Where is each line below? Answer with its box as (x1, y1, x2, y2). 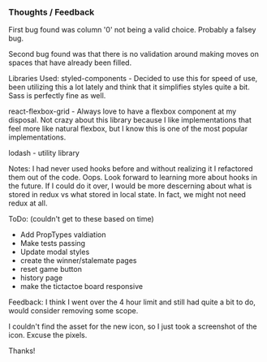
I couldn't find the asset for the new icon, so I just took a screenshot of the (8, 321, 257, 331)
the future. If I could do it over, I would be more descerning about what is (8, 181, 252, 191)
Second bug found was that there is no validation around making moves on (8, 50, 260, 59)
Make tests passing (19, 239, 86, 248)
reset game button (19, 265, 83, 274)
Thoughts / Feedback (8, 6, 95, 18)
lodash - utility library (8, 149, 80, 158)
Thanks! (8, 346, 36, 356)
